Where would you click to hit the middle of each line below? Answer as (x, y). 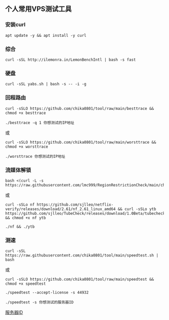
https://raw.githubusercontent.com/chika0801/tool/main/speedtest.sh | (82, 255)
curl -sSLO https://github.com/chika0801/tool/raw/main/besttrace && (80, 108)
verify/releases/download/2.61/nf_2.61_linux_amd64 (60, 209)
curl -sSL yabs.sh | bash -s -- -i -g (46, 84)
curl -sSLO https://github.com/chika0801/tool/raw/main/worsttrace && (81, 142)
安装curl (15, 25)
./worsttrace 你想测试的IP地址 (35, 156)
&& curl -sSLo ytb (137, 209)
